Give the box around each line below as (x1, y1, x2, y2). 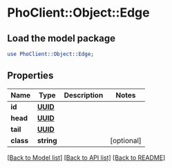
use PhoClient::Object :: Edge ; (7, 50, 95, 57)
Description (64, 90, 104, 100)
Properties (7, 70, 54, 82)
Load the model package (7, 32, 116, 44)
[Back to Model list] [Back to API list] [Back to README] (7, 153, 166, 162)
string (37, 136, 57, 145)
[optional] (109, 136, 142, 145)
